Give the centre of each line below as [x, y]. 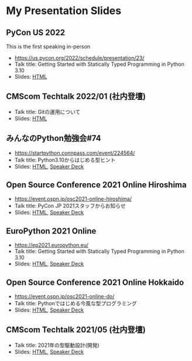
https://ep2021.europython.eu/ [52, 245]
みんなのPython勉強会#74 [54, 138]
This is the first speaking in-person [48, 46]
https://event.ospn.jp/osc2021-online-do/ [64, 296]
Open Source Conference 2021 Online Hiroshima [96, 185]
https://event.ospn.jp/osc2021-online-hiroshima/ [73, 199]
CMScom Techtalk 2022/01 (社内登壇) [76, 97]
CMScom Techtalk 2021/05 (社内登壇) [76, 330]
